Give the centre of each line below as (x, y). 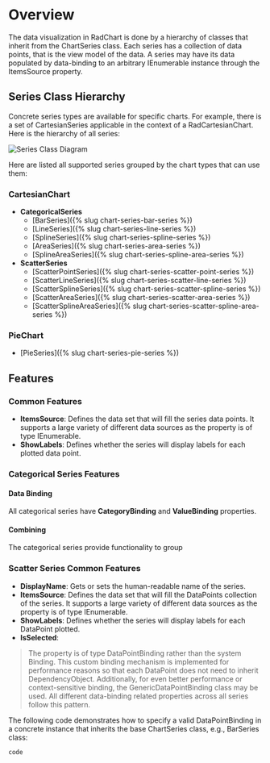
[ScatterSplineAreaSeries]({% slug (89, 306)
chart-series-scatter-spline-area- (204, 306)
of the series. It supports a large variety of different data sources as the (139, 603)
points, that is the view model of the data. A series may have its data (122, 54)
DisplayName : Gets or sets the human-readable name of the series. (133, 586)
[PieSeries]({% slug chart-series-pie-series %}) (100, 353)
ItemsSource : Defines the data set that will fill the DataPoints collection (138, 594)
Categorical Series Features (64, 473)
